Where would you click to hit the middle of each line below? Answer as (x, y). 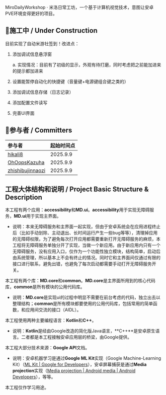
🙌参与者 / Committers (39, 130)
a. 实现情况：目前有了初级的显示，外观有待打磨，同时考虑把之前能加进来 (87, 65)
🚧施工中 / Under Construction (51, 31)
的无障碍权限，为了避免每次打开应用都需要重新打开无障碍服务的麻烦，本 (86, 239)
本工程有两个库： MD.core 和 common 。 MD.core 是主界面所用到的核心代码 (80, 281)
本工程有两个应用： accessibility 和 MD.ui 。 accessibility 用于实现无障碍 (78, 210)
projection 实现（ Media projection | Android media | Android (74, 371)
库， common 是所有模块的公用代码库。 (45, 287)
